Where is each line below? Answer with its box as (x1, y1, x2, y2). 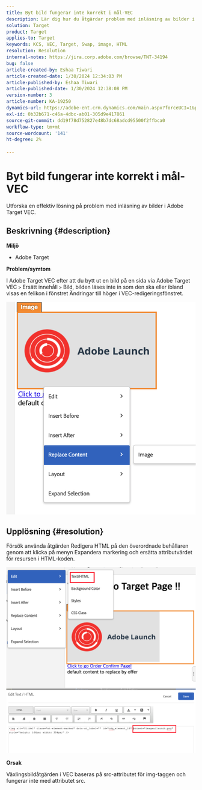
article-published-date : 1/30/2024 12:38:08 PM (6, 86, 128, 92)
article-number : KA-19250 (6, 99, 71, 105)
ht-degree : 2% (6, 136, 42, 142)
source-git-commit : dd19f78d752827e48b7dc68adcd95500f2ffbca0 (6, 117, 165, 123)
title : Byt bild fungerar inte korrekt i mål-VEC (6, 10, 133, 16)
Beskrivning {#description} (6, 226, 111, 236)
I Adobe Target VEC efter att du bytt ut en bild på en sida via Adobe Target (6, 277, 191, 284)
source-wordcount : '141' (6, 130, 69, 136)
